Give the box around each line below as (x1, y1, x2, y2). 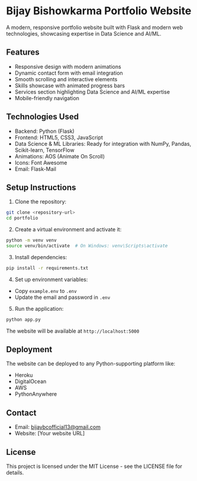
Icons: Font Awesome (14, 159, 67, 166)
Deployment (6, 345, 53, 355)
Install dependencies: (14, 253, 67, 260)
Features (6, 47, 40, 58)
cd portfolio (6, 215, 38, 221)
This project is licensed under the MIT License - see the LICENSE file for (6, 463, 182, 470)
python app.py (6, 316, 41, 323)
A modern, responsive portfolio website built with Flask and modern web (6, 24, 183, 31)
